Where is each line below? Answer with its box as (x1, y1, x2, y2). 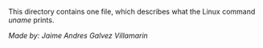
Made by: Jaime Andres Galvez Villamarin (8, 31, 149, 40)
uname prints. (8, 15, 55, 25)
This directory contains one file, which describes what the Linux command (8, 7, 256, 16)
